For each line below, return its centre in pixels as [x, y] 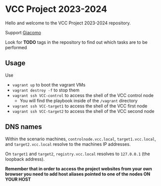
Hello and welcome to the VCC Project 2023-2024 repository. [68, 23]
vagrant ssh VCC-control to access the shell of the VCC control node [83, 95]
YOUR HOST [18, 179]
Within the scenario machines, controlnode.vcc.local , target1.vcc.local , [81, 139]
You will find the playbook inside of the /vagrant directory [79, 100]
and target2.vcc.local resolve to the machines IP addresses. [68, 144]
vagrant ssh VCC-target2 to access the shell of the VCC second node [83, 111]
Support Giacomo [23, 32]
